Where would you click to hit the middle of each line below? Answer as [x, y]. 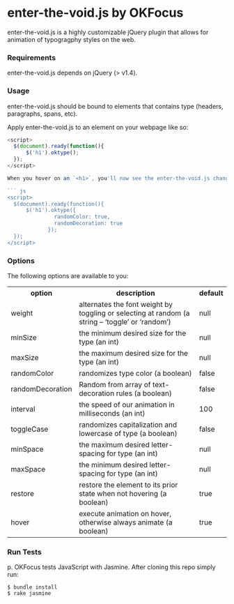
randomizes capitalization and [128, 425]
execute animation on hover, [125, 513]
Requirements [32, 57]
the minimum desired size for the [133, 333]
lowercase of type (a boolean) [128, 433]
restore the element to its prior [128, 485]
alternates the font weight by [126, 304]
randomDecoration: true [88, 224]
